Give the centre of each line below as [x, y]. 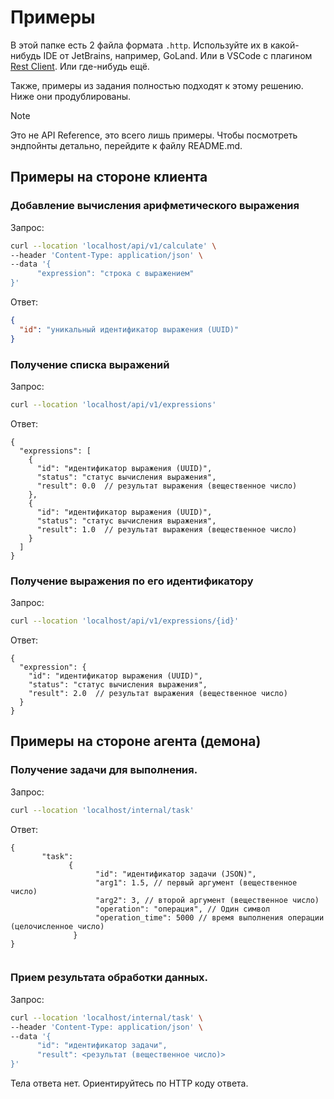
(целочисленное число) [57, 926]
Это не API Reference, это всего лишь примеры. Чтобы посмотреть [154, 135]
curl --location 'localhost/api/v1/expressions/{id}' [125, 621]
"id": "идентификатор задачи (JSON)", [176, 874]
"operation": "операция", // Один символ [183, 909]
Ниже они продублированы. [70, 96]
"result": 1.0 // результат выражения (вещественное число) [167, 529]
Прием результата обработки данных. [109, 978]
